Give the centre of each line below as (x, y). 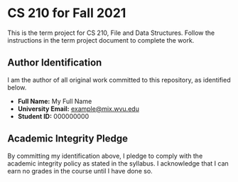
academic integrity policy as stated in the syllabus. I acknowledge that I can (118, 163)
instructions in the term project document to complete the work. (101, 40)
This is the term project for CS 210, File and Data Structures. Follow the (111, 33)
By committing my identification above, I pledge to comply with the (105, 156)
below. (17, 87)
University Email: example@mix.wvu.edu (79, 109)
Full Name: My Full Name (55, 101)
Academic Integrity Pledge (68, 139)
